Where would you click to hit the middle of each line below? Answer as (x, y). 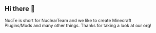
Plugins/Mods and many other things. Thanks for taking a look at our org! (78, 25)
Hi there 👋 (20, 9)
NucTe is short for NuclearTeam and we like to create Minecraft (68, 20)
